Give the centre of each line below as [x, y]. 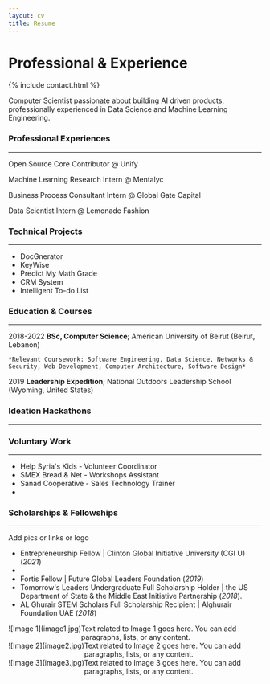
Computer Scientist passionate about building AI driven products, [117, 100]
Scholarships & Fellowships [63, 513]
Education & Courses [50, 311]
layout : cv [27, 16]
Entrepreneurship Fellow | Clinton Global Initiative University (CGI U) [133, 553]
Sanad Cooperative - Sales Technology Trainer [97, 483]
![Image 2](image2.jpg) [46, 646]
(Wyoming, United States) [51, 390]
